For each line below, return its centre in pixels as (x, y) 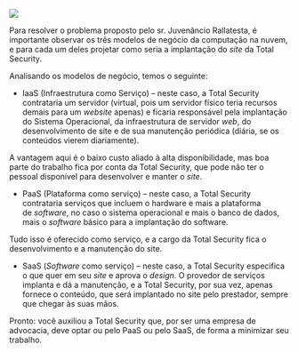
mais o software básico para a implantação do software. (125, 222)
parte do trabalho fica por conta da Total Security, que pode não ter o (137, 167)
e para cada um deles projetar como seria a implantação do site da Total (141, 49)
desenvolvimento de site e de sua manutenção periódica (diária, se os (150, 131)
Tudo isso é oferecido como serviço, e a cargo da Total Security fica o (138, 239)
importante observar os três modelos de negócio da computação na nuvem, (149, 40)
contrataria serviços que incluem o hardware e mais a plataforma (141, 203)
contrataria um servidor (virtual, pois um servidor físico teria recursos (149, 103)
